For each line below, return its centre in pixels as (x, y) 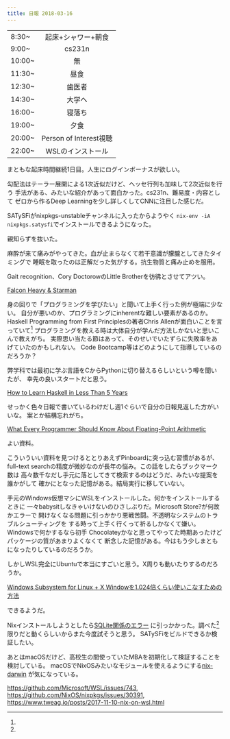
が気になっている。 (55, 674)
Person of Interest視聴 (77, 138)
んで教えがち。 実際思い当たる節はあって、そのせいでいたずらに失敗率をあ (112, 339)
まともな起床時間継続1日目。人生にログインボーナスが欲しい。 (95, 169)
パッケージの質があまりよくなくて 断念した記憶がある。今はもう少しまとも (113, 541)
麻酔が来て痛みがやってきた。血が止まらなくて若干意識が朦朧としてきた (108, 253)
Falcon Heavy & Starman (42, 290)
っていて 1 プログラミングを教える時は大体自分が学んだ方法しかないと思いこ (114, 330)
